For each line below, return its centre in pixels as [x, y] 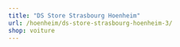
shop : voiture [32, 30]
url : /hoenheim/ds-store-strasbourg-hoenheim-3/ [90, 23]
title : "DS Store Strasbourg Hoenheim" [74, 16]
